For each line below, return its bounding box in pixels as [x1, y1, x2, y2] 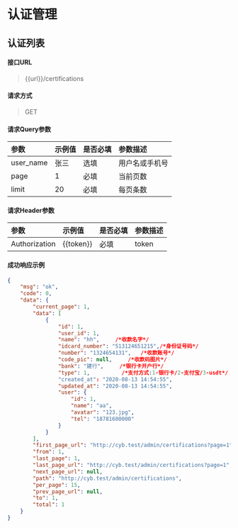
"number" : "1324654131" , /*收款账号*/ [57, 349, 175, 357]
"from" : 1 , [33, 449, 65, 456]
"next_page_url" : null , [33, 468, 103, 475]
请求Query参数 [7, 125, 52, 133]
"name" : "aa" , [70, 402, 113, 409]
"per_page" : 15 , [33, 481, 81, 488]
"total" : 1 [33, 501, 65, 508]
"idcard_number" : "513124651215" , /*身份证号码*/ [57, 343, 199, 350]
